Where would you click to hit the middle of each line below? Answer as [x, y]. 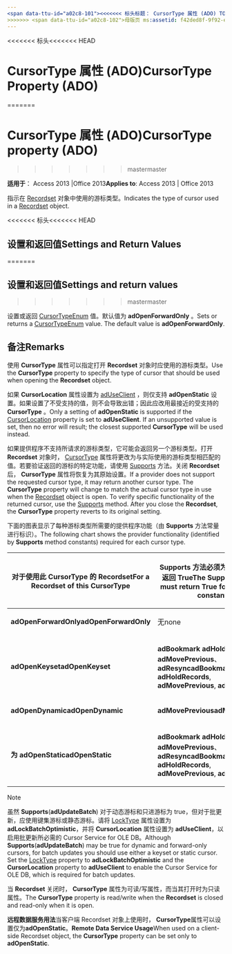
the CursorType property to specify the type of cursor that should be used [114, 373]
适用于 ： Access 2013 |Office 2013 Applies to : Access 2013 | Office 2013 [110, 184]
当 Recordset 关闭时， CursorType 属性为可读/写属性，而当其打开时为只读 [114, 888]
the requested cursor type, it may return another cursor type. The [100, 482]
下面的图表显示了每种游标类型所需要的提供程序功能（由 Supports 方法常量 [113, 525]
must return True [188, 586]
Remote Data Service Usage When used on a [136, 928]
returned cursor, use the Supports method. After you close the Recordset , [113, 504]
